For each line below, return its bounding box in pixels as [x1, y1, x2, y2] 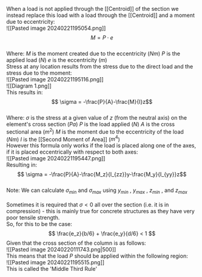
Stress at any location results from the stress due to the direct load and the [6, 63, 194, 70]
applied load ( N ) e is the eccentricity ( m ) [6, 56, 107, 63]
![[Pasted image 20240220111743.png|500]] [6, 246, 116, 253]
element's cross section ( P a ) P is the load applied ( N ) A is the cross [6, 121, 175, 128]
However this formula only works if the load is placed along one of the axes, [6, 142, 197, 149]
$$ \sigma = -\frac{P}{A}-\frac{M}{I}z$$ [51, 98, 153, 105]
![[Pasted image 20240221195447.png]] [6, 155, 106, 162]
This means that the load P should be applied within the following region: [6, 252, 188, 260]
